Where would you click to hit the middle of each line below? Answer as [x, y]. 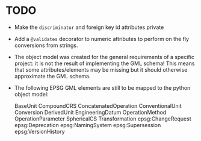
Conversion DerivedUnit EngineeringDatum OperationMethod [90, 112]
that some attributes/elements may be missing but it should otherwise [101, 69]
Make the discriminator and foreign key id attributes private [89, 27]
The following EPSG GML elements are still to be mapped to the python [102, 87]
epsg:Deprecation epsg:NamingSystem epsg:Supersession [88, 125]
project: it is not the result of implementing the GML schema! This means [104, 63]
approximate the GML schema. [52, 76]
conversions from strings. [46, 45]
